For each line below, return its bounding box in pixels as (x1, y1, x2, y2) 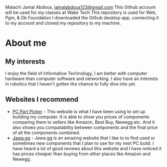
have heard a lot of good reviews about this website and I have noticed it (12, 145, 162, 151)
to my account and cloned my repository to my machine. (5, 20, 121, 26)
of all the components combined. (12, 129, 81, 136)
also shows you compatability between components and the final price (12, 124, 158, 130)
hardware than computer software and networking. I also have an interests (5, 76, 159, 82)
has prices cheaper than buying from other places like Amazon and (12, 151, 151, 157)
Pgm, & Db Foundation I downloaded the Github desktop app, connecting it (5, 15, 159, 20)
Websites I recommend (5, 95, 79, 104)
